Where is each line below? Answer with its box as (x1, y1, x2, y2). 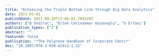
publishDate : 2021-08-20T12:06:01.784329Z (5, 16, 93, 21)
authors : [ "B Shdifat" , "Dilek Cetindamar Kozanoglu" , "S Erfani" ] (5, 20, 146, 26)
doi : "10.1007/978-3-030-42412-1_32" (5, 43, 82, 48)
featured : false (5, 35, 38, 39)
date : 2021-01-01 (5, 12, 41, 17)
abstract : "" (5, 30, 32, 35)
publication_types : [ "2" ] (5, 25, 58, 30)
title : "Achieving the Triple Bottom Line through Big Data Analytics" (5, 7, 155, 12)
